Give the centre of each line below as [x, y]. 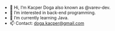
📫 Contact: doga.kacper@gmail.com [47, 23]
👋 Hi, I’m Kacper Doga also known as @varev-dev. [60, 8]
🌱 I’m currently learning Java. [39, 18]
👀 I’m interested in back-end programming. [53, 13]
